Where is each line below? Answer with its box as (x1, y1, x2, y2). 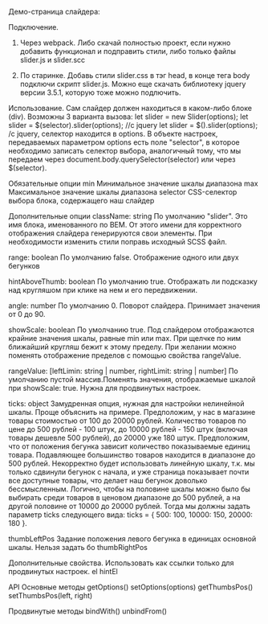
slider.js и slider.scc (19, 55, 86, 64)
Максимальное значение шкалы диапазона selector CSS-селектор (8, 187, 238, 196)
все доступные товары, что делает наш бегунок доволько (8, 476, 208, 485)
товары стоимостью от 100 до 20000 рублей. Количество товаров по (8, 416, 247, 425)
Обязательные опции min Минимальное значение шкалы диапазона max (8, 179, 258, 188)
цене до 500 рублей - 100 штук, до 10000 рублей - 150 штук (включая (8, 425, 248, 433)
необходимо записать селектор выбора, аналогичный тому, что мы (8, 146, 242, 155)
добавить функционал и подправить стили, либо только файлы (19, 47, 237, 55)
